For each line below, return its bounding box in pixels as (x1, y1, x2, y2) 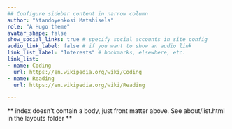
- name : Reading (7, 75, 55, 82)
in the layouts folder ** (7, 114, 73, 123)
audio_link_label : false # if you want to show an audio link (7, 43, 192, 50)
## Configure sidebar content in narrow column (7, 10, 149, 17)
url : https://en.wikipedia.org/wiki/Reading (13, 82, 145, 89)
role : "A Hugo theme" (7, 23, 71, 30)
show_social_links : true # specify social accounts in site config (7, 36, 208, 43)
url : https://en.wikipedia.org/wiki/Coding (13, 68, 142, 75)
